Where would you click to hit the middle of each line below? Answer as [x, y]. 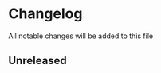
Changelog [45, 14]
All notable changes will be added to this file [81, 36]
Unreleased [38, 61]
